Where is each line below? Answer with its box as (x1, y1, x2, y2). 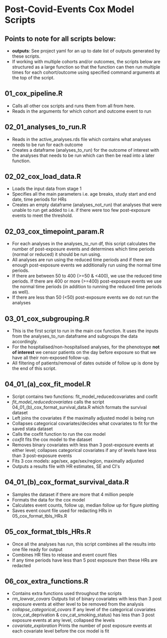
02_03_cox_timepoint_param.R (5, 227, 104, 236)
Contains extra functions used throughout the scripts (12, 590, 122, 597)
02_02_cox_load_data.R (5, 172, 81, 181)
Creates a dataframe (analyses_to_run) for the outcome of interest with (12, 147, 159, 153)
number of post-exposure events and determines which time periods (12, 246, 155, 252)
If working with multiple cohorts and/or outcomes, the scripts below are (12, 59, 160, 64)
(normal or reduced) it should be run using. (12, 251, 102, 257)
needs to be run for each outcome (12, 142, 83, 148)
